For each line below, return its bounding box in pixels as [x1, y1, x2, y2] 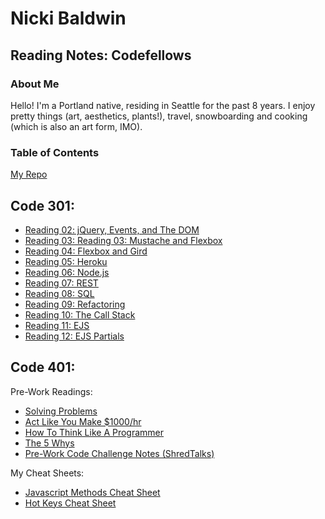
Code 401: [10, 359, 76, 376]
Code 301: [10, 197, 75, 214]
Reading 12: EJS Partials [24, 330, 125, 342]
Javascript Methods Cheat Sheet [24, 486, 161, 498]
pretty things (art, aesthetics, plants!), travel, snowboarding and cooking [10, 110, 308, 122]
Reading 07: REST [24, 277, 99, 289]
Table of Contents [10, 145, 100, 159]
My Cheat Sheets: [10, 467, 85, 479]
